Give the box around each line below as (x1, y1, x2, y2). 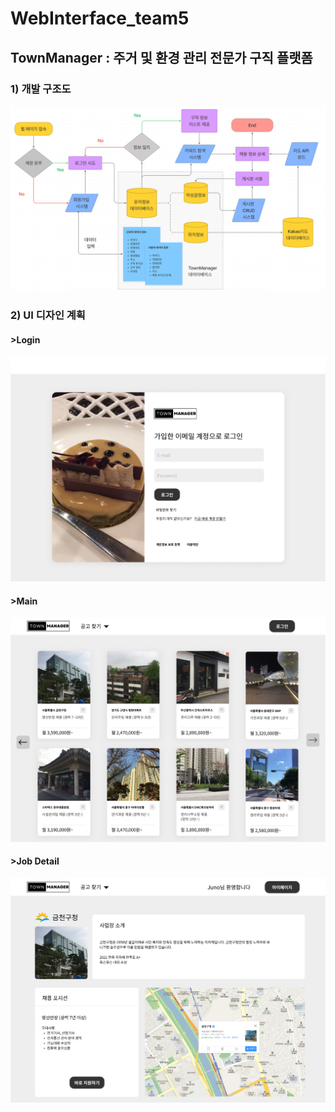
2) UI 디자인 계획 (10, 308, 86, 322)
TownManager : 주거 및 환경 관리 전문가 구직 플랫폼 (10, 49, 313, 66)
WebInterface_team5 (10, 7, 190, 30)
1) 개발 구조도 (10, 82, 72, 96)
